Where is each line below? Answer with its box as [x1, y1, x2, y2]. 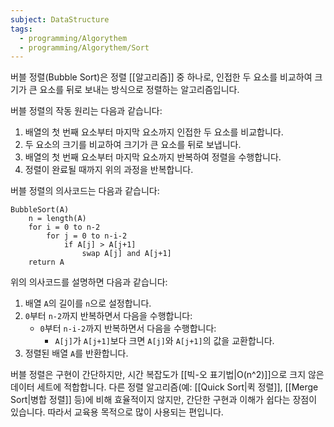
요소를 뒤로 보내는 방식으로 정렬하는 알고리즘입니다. [39, 84, 240, 96]
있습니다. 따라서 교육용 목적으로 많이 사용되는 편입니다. [10, 406, 224, 418]
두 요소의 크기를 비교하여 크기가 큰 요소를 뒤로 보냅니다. [24, 139, 242, 151]
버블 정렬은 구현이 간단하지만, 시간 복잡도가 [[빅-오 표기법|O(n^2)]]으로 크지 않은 [10, 369, 325, 381]
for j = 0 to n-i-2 [46, 231, 128, 241]
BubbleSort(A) [10, 205, 70, 215]
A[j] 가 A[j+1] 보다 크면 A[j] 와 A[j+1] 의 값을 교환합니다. [54, 335, 275, 347]
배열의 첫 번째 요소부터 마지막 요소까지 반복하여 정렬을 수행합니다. [24, 151, 282, 163]
